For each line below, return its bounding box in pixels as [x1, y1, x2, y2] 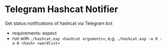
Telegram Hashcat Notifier [5, 4, 118, 15]
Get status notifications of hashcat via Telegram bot [5, 20, 113, 26]
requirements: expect [12, 30, 57, 36]
